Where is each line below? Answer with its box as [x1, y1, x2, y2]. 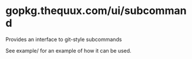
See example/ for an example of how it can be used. [5, 47, 132, 54]
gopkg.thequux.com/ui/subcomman [5, 4, 187, 18]
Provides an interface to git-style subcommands [5, 36, 122, 43]
